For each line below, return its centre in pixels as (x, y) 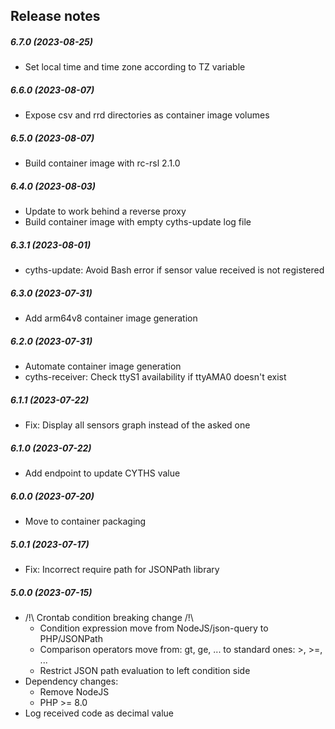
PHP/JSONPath (71, 639)
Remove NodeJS (74, 692)
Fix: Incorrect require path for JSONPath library (122, 570)
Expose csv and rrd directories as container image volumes (147, 115)
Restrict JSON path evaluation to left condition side (145, 671)
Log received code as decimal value (99, 713)
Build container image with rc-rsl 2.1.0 (102, 163)
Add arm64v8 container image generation (111, 318)
